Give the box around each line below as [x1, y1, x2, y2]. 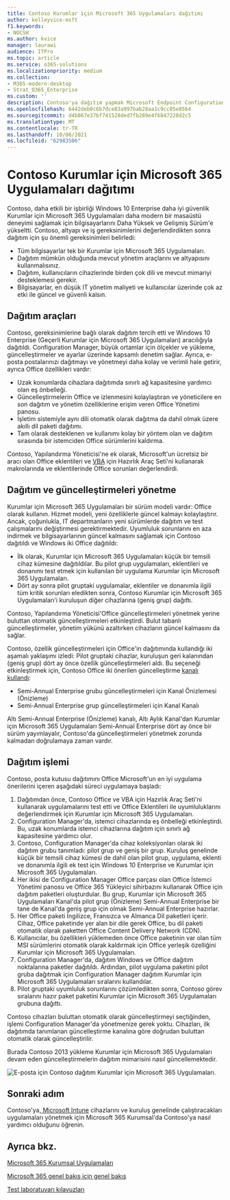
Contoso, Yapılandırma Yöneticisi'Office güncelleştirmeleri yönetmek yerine [7, 609, 220, 617]
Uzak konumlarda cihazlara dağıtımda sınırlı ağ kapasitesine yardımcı [16, 378, 212, 386]
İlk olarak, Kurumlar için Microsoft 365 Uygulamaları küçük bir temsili [16, 552, 211, 560]
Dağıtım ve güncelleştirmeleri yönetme [7, 484, 177, 496]
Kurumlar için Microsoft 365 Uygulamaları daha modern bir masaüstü [7, 212, 202, 220]
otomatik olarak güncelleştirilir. [7, 1034, 94, 1042]
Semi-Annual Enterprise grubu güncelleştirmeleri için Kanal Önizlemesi [16, 686, 217, 695]
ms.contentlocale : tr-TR [7, 125, 78, 132]
